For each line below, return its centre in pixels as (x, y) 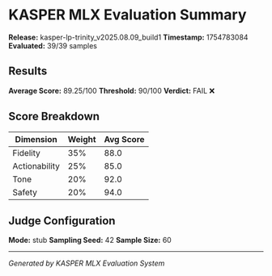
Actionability (36, 165)
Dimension (36, 139)
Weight (82, 139)
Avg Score (124, 139)
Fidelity (26, 153)
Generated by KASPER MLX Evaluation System (87, 263)
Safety (25, 192)
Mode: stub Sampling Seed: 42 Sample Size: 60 (90, 240)
